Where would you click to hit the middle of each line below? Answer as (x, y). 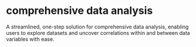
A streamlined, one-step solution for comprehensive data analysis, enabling (97, 27)
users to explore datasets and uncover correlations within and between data (98, 32)
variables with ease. (30, 39)
